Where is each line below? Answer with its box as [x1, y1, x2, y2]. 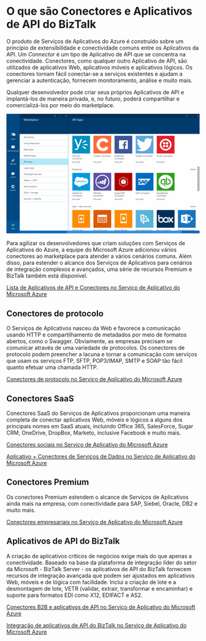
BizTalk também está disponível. [6, 272, 88, 279]
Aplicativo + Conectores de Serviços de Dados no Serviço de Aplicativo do [6, 453, 196, 460]
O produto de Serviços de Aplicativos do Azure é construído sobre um [6, 37, 184, 45]
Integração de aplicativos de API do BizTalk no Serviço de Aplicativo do [6, 621, 187, 629]
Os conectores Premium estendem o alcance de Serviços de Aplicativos [6, 493, 189, 501]
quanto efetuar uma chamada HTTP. [6, 363, 98, 371]
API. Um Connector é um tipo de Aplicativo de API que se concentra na [6, 50, 186, 58]
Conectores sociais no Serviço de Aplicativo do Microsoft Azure [6, 441, 168, 449]
